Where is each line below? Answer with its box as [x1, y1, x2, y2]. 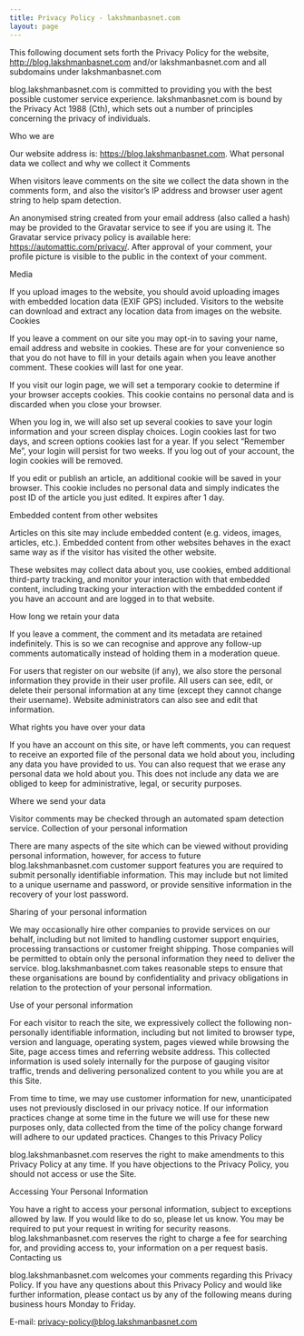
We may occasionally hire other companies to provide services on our [9, 924, 270, 935]
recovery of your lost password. [9, 889, 129, 899]
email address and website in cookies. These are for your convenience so [9, 342, 285, 353]
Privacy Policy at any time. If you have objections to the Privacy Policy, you [9, 1159, 289, 1170]
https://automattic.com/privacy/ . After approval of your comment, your [9, 241, 272, 252]
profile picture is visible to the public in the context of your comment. [9, 251, 268, 262]
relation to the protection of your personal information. [9, 981, 213, 992]
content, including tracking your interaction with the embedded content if [9, 583, 283, 594]
